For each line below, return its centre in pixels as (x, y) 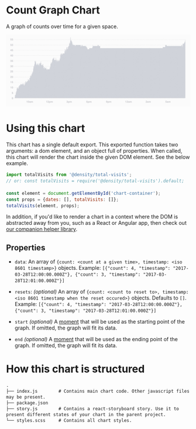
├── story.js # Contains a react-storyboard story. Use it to (93, 409)
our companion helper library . (42, 229)
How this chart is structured (75, 369)
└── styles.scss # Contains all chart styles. (69, 421)
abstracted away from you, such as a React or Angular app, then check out (97, 223)
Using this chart (46, 128)
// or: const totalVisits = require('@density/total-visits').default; (95, 181)
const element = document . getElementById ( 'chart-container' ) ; (83, 193)
